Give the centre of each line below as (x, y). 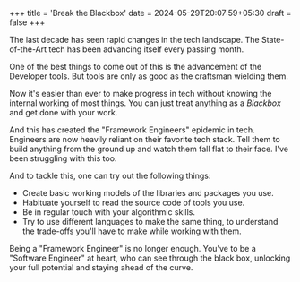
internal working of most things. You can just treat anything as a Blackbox (146, 103)
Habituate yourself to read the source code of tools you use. (133, 202)
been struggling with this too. (63, 158)
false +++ (27, 22)
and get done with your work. (64, 112)
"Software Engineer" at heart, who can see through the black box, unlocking (150, 258)
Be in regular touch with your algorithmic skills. (108, 212)
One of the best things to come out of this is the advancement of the (136, 67)
